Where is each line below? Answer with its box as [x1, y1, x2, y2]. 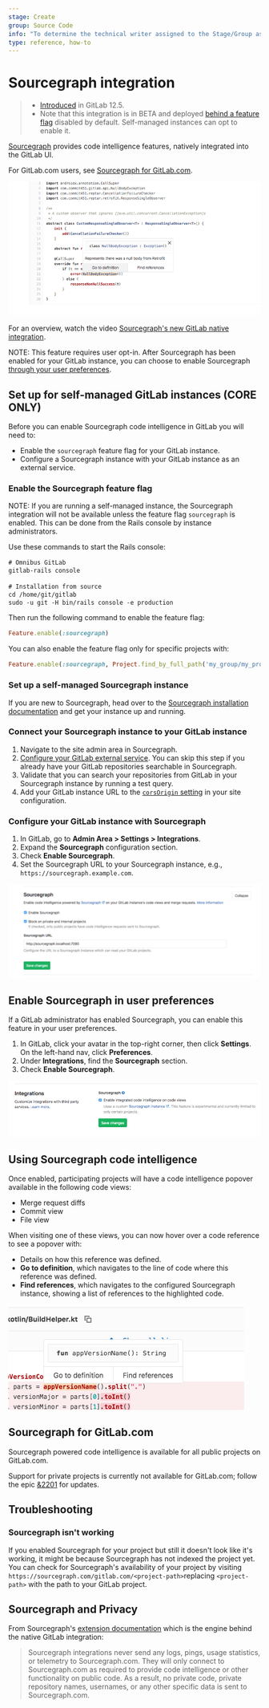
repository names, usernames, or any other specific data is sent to [27, 1682, 247, 1692]
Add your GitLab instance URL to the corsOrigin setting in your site [19, 787, 242, 797]
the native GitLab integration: [8, 1633, 104, 1642]
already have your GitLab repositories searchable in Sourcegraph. [19, 761, 238, 771]
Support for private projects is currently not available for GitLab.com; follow [8, 1471, 258, 1480]
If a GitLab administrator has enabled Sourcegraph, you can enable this [8, 1015, 243, 1024]
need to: [8, 430, 36, 440]
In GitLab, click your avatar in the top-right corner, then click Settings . [19, 1039, 252, 1049]
